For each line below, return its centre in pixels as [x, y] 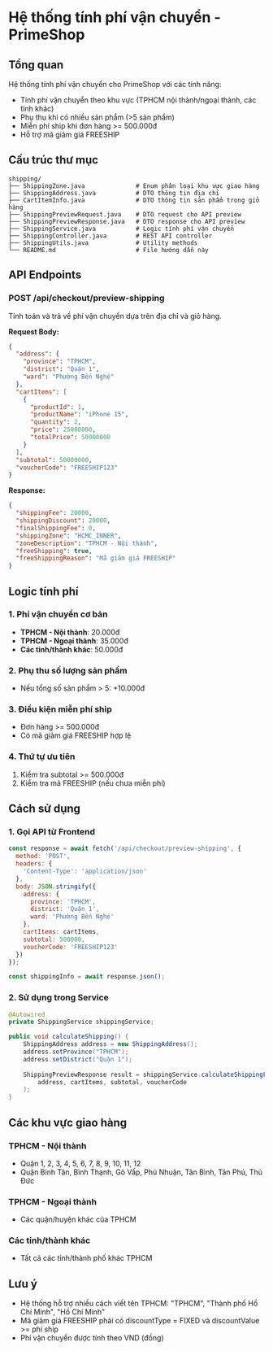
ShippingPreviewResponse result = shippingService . [112, 1074]
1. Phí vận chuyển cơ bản [58, 614]
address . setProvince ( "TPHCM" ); [76, 1052]
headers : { [34, 864]
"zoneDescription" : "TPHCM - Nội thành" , [87, 543]
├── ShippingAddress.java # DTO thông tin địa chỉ [114, 193]
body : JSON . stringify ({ [56, 887]
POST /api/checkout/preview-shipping [87, 299]
